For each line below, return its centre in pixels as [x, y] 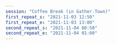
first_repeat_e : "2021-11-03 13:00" [50, 22]
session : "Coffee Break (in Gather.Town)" [58, 11]
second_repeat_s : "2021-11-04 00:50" [52, 28]
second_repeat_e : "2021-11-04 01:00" [52, 33]
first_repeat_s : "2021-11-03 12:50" [50, 17]
